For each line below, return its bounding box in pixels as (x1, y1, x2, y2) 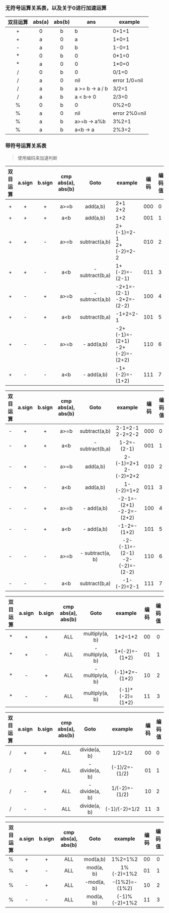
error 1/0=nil (113, 77, 143, 84)
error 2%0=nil (113, 110, 146, 117)
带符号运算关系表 (5, 143, 47, 150)
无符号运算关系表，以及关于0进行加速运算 (5, 4, 107, 11)
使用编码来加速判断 (17, 155, 58, 161)
